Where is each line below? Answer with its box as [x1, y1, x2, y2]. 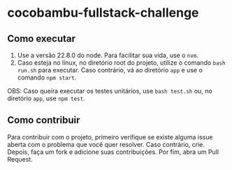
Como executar [7, 33, 75, 45]
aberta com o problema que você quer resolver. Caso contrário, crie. [7, 140, 205, 148]
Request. [7, 155, 33, 163]
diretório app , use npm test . [7, 94, 85, 102]
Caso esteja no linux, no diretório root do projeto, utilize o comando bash [17, 59, 226, 67]
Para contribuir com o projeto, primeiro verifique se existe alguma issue [7, 132, 213, 141]
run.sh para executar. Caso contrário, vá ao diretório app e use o [17, 66, 203, 74]
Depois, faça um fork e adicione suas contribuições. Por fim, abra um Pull [7, 148, 219, 156]
